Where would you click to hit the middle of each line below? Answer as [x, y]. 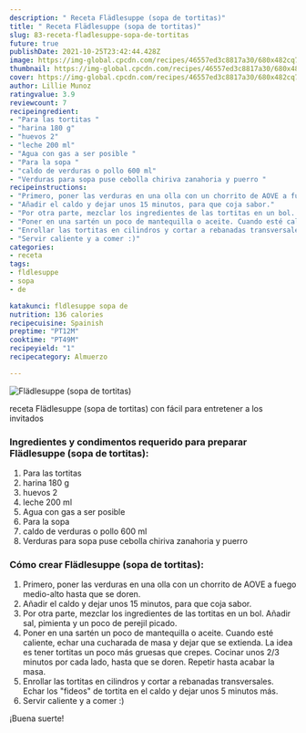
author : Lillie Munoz [51, 86]
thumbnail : [30, 69]
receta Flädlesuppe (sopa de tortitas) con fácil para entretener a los [136, 408]
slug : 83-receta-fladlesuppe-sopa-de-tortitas [99, 35]
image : [22, 60]
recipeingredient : [44, 111]
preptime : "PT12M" [44, 331]
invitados [26, 418]
